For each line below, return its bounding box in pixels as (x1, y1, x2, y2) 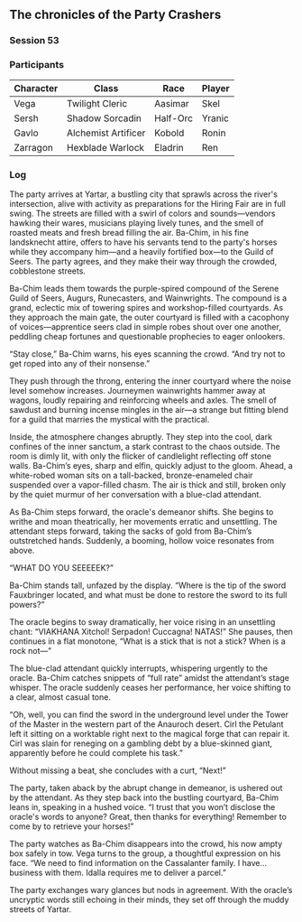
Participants (9, 59, 65, 71)
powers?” (9, 599, 45, 610)
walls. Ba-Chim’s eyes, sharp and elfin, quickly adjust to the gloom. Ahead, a (9, 460, 293, 470)
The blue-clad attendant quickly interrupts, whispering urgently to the (9, 663, 269, 674)
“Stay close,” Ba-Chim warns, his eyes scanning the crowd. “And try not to (9, 348, 286, 359)
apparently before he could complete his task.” (9, 747, 183, 758)
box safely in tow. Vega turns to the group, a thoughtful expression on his (9, 848, 281, 859)
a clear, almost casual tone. (9, 691, 111, 703)
